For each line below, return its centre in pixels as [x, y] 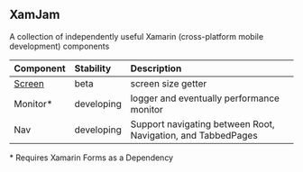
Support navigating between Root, [202, 123]
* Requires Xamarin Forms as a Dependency [92, 158]
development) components [60, 46]
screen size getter [169, 83]
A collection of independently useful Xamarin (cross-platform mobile [137, 36]
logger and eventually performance [205, 98]
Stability [93, 68]
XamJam [35, 15]
